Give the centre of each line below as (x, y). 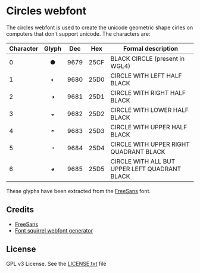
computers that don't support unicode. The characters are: (78, 33)
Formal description (151, 48)
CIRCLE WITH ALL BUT (143, 161)
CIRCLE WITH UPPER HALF (149, 127)
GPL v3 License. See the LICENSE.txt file (56, 263)
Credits (20, 210)
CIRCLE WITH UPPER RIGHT (150, 144)
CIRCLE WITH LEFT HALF (146, 76)
